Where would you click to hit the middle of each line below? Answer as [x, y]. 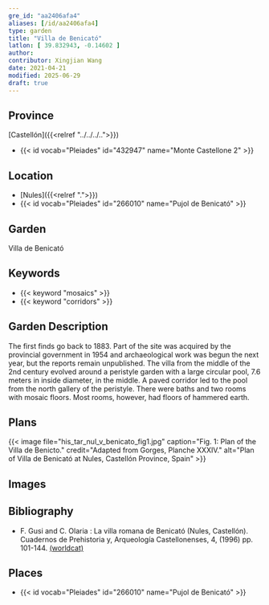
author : [21, 53]
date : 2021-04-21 [37, 68]
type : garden [30, 31]
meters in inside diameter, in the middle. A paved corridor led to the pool [128, 380]
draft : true [28, 83]
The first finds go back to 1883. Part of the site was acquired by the [120, 345]
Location [31, 176]
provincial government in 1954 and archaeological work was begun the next [134, 354]
